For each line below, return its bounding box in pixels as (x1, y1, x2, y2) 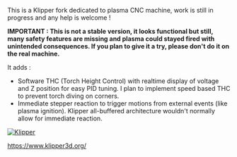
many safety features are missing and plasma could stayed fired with (7, 34, 215, 43)
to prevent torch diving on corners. (17, 92, 120, 100)
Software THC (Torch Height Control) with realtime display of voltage (17, 77, 219, 85)
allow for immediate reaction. (17, 114, 103, 123)
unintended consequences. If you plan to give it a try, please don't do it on (7, 42, 230, 50)
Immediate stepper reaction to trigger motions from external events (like (17, 99, 228, 108)
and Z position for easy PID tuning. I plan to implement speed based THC (17, 84, 231, 92)
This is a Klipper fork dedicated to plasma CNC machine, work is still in (7, 6, 214, 14)
